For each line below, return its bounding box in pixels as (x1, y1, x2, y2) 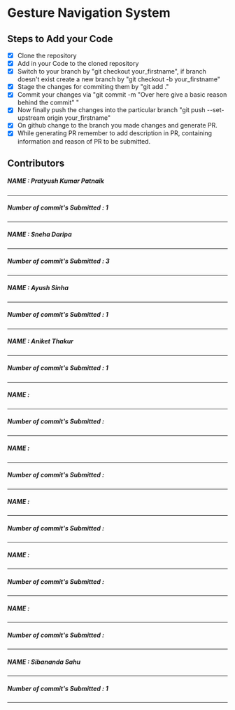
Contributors (7, 157, 65, 169)
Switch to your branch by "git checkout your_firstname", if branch (17, 67, 206, 76)
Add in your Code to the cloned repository (17, 60, 139, 68)
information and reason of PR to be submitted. (17, 137, 151, 145)
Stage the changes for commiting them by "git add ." (17, 83, 169, 91)
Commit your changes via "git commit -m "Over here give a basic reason (17, 90, 227, 99)
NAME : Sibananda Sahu (7, 657, 81, 666)
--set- (206, 106, 225, 114)
